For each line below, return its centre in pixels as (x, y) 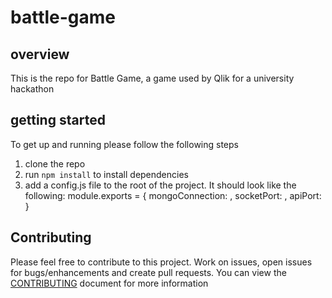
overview (40, 54)
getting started (58, 120)
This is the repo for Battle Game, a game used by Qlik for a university (152, 78)
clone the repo (55, 163)
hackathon (32, 89)
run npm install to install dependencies (106, 174)
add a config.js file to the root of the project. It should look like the (160, 185)
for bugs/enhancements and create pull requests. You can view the (148, 272)
